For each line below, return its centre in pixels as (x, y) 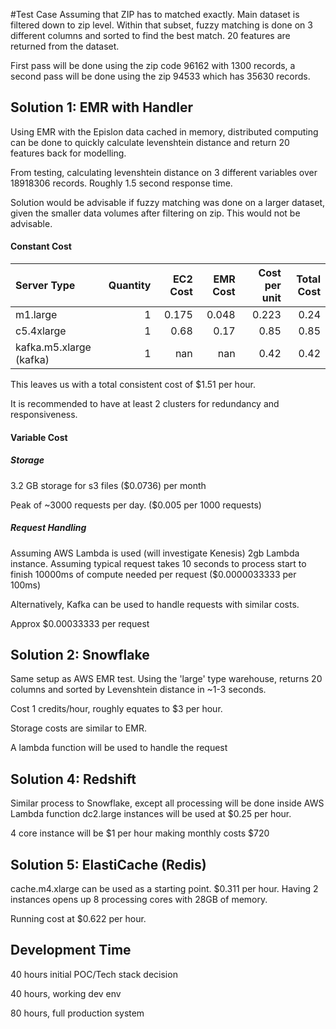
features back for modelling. (68, 153)
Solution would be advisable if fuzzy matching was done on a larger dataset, (168, 202)
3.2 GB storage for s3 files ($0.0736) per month (108, 485)
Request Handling (48, 528)
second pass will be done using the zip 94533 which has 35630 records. (160, 76)
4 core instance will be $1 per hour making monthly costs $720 (140, 833)
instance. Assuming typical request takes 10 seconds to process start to (158, 563)
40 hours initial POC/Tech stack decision (94, 974)
